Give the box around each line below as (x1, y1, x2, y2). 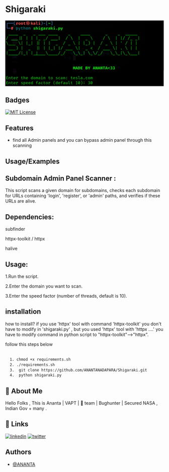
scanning (12, 142, 32, 149)
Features (5, 124, 34, 132)
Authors (5, 448, 32, 456)
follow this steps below (5, 341, 53, 347)
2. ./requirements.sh (10, 362, 55, 367)
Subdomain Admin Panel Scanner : (5, 174, 117, 183)
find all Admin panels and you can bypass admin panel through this (12, 137, 152, 143)
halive (5, 245, 18, 252)
